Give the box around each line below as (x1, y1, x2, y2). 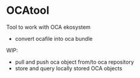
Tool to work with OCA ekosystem (6, 23, 91, 31)
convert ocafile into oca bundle (14, 35, 93, 42)
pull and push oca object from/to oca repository (14, 58, 134, 65)
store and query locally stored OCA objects (14, 64, 122, 72)
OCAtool (6, 4, 49, 17)
